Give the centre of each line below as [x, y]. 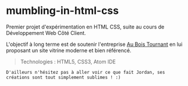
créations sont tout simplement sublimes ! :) [63, 77]
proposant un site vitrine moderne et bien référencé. [69, 50]
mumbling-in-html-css [63, 11]
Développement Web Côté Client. [46, 33]
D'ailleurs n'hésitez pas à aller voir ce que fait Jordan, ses [86, 72]
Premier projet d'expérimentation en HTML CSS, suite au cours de [85, 27]
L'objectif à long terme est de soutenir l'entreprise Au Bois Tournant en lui [94, 44]
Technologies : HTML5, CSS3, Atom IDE [68, 62]
